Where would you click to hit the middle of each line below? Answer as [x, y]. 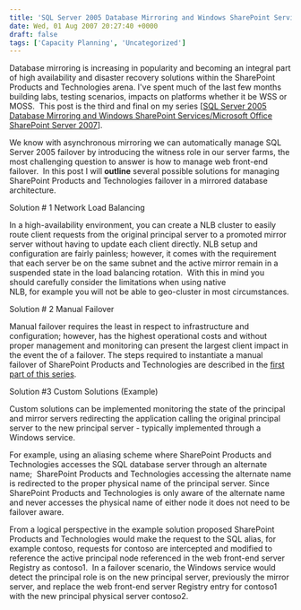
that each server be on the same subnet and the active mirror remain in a [144, 263]
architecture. [33, 190]
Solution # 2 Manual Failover [62, 309]
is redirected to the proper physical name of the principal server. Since [140, 484]
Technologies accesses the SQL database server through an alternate [138, 465]
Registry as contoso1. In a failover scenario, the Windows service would [142, 568]
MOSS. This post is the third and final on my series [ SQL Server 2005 [138, 106]
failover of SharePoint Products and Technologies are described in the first [147, 365]
